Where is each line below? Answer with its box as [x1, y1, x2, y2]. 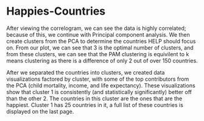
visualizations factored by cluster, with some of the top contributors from [6, 75, 189, 82]
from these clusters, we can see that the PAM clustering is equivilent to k [6, 50, 189, 57]
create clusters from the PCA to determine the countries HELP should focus [6, 37, 196, 45]
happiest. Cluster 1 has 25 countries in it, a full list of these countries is [6, 101, 184, 108]
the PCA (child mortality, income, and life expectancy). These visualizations [6, 81, 196, 89]
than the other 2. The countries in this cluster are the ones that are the [6, 95, 183, 102]
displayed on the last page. [6, 108, 74, 115]
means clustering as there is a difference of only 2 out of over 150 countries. [6, 57, 198, 64]
